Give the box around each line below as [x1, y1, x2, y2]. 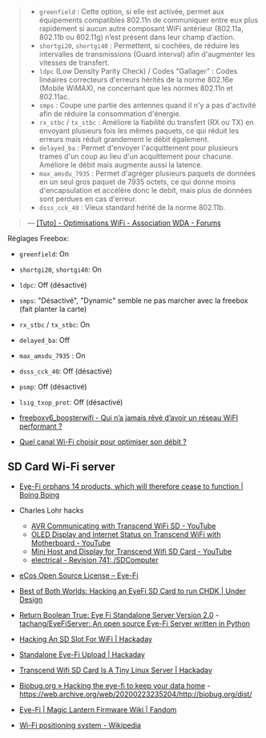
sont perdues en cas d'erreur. [38, 194, 138, 204]
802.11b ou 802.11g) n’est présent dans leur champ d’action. [38, 32, 236, 42]
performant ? [18, 421, 62, 431]
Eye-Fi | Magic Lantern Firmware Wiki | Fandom [18, 704, 177, 714]
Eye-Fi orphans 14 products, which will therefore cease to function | [18, 481, 244, 491]
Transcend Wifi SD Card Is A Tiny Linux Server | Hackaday [18, 665, 213, 675]
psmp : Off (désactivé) [18, 382, 87, 391]
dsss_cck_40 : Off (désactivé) [18, 366, 113, 376]
